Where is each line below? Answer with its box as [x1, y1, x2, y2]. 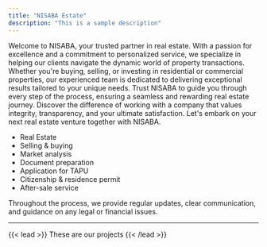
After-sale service [19, 183, 79, 192]
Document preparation [19, 157, 94, 167]
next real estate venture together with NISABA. [8, 117, 161, 126]
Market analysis [19, 149, 72, 159]
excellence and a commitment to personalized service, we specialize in [8, 49, 242, 59]
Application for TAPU [19, 166, 89, 176]
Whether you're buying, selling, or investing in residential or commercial [8, 66, 244, 75]
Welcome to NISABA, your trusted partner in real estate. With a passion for [8, 41, 253, 50]
